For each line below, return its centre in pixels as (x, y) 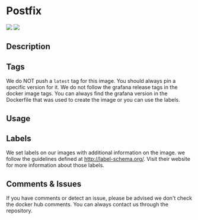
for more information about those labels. (55, 165)
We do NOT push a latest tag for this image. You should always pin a (91, 81)
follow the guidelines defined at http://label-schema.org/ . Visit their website (98, 159)
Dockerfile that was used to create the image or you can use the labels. (93, 100)
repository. (19, 211)
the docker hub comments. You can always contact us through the (87, 205)
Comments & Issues (44, 184)
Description (28, 46)
